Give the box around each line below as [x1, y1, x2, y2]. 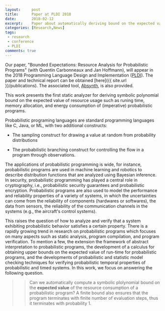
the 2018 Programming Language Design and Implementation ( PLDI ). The [5, 72, 153, 78]
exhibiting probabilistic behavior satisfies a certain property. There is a [5, 223, 148, 229]
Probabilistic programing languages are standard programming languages [5, 117, 155, 123]
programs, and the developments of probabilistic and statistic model [5, 254, 143, 260]
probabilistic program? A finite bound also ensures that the [29, 290, 148, 296]
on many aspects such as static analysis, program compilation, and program [5, 233, 160, 239]
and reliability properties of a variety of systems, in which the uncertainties [5, 192, 157, 199]
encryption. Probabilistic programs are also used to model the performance [5, 187, 158, 193]
